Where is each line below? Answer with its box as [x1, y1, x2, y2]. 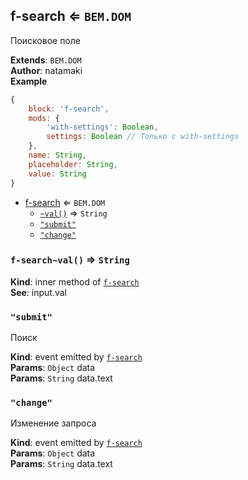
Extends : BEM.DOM [10, 54, 82, 66]
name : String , [28, 150, 87, 161]
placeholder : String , [28, 159, 118, 169]
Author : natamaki [10, 64, 83, 76]
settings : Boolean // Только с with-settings [46, 132, 240, 142]
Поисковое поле [10, 34, 81, 46]
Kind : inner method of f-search [10, 275, 140, 288]
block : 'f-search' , [28, 104, 110, 114]
